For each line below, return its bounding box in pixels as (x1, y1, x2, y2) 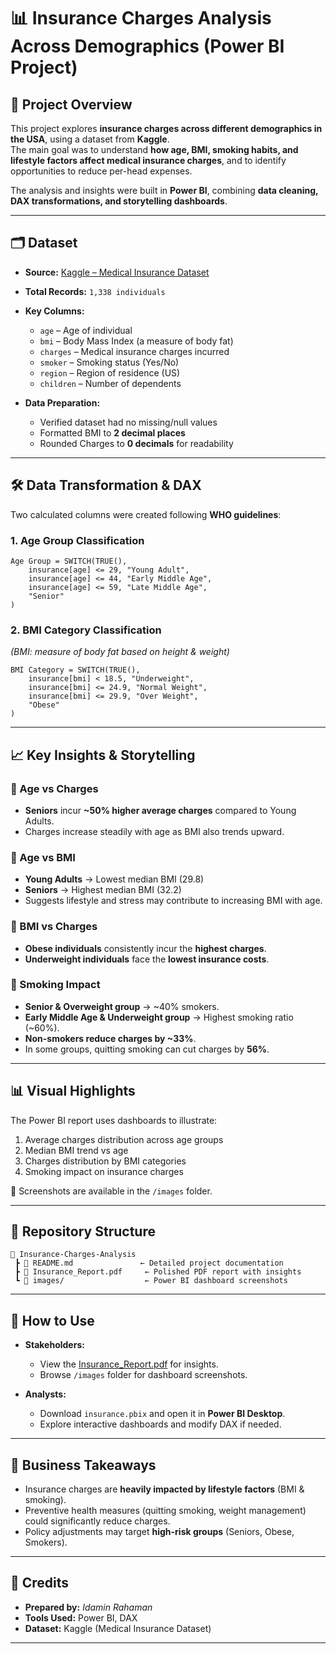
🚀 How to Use (10, 1312, 95, 1329)
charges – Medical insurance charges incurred (39, 345, 230, 357)
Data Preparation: (24, 396, 101, 409)
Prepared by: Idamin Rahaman (24, 1601, 153, 1613)
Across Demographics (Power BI (10, 35, 285, 58)
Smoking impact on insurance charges (24, 1165, 184, 1177)
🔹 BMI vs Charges (10, 920, 98, 934)
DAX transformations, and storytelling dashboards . (10, 195, 228, 207)
